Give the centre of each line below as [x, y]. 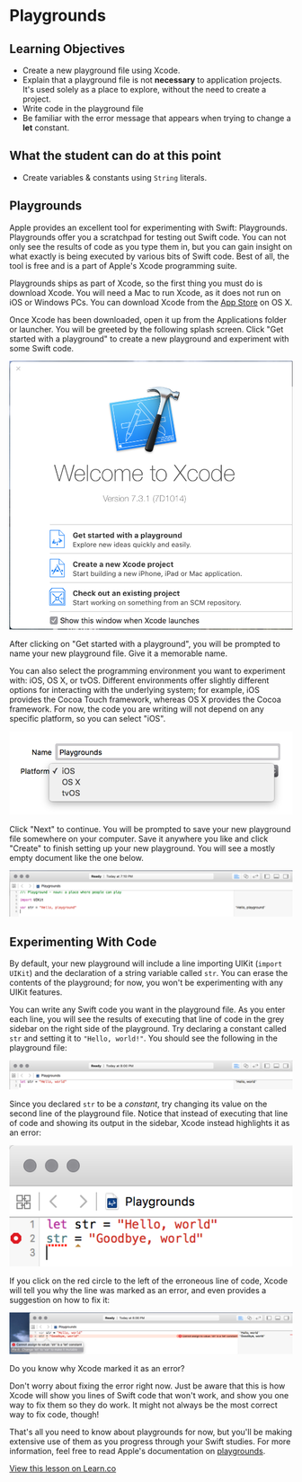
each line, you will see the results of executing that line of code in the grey [147, 1019]
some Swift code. [42, 348]
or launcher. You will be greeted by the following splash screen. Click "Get [147, 329]
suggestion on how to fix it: [60, 1300]
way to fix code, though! [54, 1414]
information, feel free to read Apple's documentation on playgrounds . [138, 1451]
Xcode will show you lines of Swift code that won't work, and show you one [149, 1395]
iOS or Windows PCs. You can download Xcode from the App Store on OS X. [151, 302]
